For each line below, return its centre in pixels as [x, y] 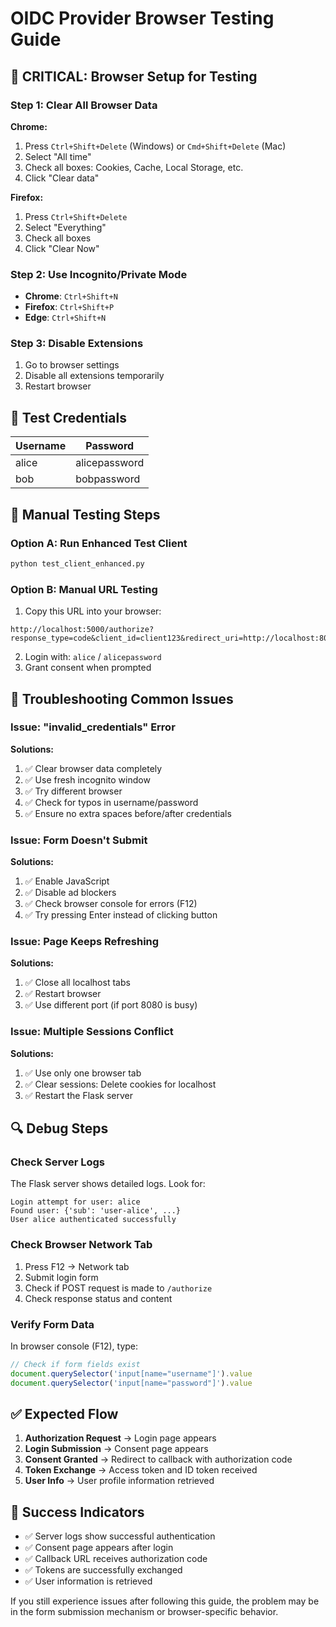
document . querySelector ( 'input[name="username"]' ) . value [131, 1373]
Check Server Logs [57, 1162]
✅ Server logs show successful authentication [120, 1536]
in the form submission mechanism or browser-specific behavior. [144, 1612]
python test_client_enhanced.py [77, 563]
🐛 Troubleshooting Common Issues [122, 698]
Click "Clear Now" [62, 248]
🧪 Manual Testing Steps [85, 514]
